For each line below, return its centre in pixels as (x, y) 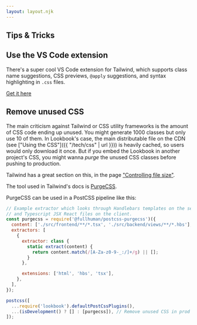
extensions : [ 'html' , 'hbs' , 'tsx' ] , (68, 274)
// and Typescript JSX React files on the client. (69, 214)
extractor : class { (45, 241)
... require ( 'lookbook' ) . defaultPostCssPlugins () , (73, 306)
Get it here (19, 93)
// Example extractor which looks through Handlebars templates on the (95, 208)
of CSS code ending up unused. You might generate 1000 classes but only (96, 132)
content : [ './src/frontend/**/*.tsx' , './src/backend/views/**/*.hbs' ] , (102, 225)
